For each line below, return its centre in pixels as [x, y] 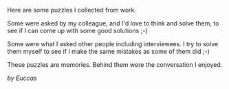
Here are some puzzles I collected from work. [72, 10]
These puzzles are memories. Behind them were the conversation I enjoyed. [115, 65]
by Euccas [22, 78]
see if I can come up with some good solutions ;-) [77, 31]
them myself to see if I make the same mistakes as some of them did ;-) [108, 51]
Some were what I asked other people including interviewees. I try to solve [113, 44]
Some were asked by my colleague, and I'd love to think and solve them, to [113, 23]
